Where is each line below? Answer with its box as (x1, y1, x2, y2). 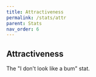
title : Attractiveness (6, 9, 64, 15)
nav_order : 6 (6, 26, 39, 32)
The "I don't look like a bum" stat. (6, 65, 90, 72)
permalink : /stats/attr (6, 15, 67, 21)
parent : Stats (6, 20, 43, 26)
